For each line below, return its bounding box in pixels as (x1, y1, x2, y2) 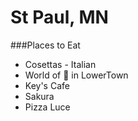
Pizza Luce (24, 101, 71, 113)
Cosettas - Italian (24, 58, 97, 70)
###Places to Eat (10, 39, 81, 51)
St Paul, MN (10, 6, 109, 29)
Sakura (24, 90, 55, 102)
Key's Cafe (24, 79, 70, 91)
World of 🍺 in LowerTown (24, 69, 129, 81)
